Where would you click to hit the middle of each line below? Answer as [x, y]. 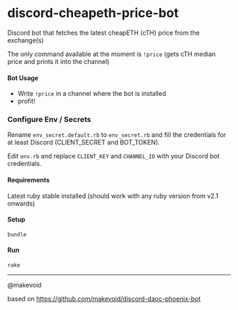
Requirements [29, 180]
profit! [26, 101]
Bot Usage [23, 78]
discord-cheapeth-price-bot [93, 13]
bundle [17, 234]
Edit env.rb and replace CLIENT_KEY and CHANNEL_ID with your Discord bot [113, 156]
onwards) [21, 203]
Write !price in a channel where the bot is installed [92, 94]
